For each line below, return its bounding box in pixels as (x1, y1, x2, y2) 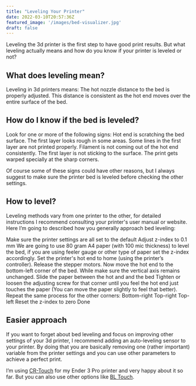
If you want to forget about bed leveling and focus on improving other (6, 330, 174, 337)
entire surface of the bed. (6, 98, 68, 105)
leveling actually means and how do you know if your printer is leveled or (6, 47, 182, 54)
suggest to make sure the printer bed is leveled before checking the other (6, 173, 184, 180)
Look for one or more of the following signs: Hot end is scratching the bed (6, 131, 184, 138)
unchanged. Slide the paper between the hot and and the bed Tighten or (6, 273, 181, 280)
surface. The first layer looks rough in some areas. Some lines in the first (6, 137, 181, 144)
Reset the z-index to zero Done (15, 298, 91, 305)
